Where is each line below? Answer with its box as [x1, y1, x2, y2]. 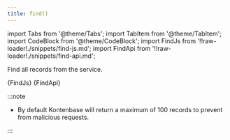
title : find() [7, 10, 49, 17]
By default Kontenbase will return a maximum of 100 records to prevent [17, 105, 223, 114]
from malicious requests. [17, 113, 89, 121]
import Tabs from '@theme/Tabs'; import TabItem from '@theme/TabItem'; [7, 29, 222, 38]
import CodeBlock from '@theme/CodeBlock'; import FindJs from [7, 36, 196, 45]
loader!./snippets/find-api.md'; [7, 52, 96, 60]
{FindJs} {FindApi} [7, 78, 61, 87]
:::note [7, 92, 26, 100]
